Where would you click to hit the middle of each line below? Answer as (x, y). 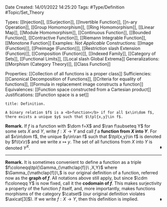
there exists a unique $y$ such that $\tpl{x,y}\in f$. (64, 117)
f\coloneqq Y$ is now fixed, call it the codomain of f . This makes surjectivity (83, 183)
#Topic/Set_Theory (25, 12)
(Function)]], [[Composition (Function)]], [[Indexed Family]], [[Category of (81, 53)
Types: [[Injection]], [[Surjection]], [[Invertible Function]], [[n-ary (71, 22)
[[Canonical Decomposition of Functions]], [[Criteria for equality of (73, 79)
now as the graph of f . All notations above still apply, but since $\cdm (76, 178)
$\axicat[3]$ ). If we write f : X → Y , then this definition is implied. (72, 199)
